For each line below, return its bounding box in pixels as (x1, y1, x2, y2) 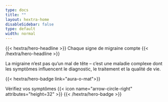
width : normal (5, 31, 36, 36)
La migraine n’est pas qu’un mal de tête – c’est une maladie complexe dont (5, 61, 163, 66)
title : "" (5, 12, 27, 17)
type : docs (5, 7, 29, 13)
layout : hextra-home (5, 17, 50, 22)
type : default (5, 27, 36, 32)
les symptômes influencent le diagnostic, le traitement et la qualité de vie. (5, 66, 161, 72)
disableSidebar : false (5, 21, 54, 27)
